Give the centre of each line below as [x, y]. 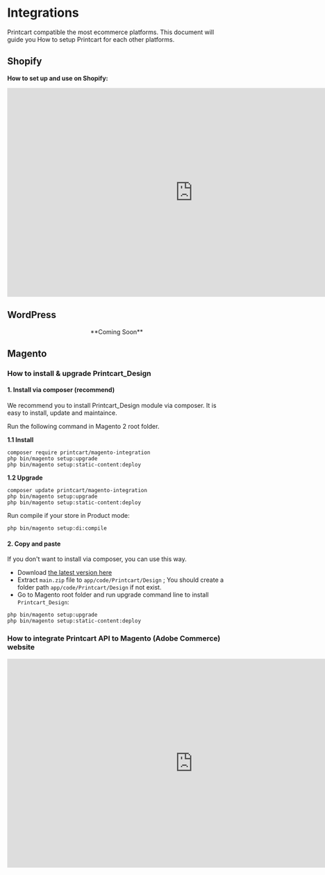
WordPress [32, 315]
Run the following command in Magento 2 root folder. [83, 427]
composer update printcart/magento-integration [77, 491]
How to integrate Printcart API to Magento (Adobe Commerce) [114, 638]
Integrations [43, 13]
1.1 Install [20, 440]
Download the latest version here [65, 573]
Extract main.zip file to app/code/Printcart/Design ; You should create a [120, 580]
